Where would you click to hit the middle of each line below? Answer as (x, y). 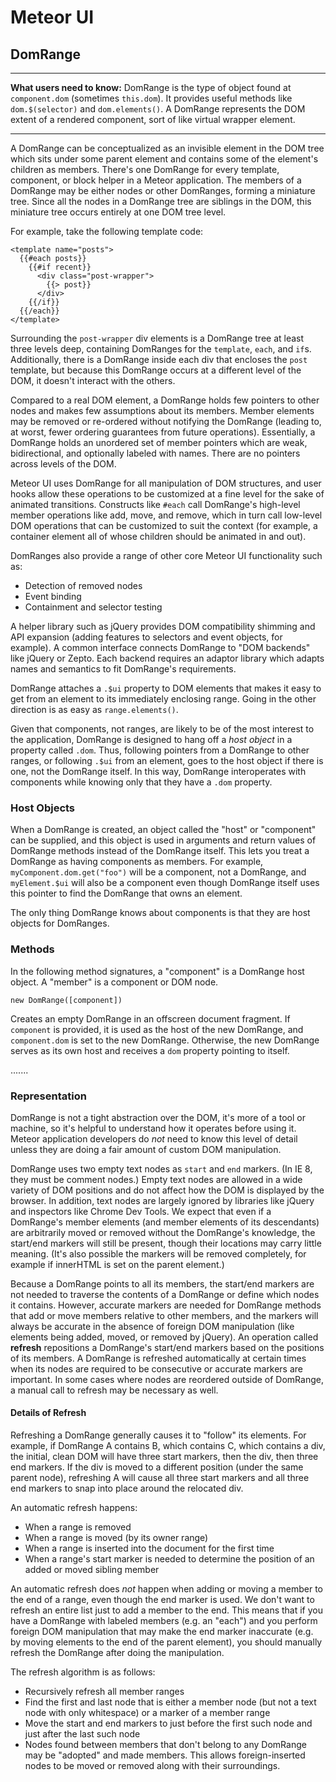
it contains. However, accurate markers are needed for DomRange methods (166, 1305)
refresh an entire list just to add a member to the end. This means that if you (166, 1610)
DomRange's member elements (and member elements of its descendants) (165, 1222)
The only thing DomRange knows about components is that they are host (160, 913)
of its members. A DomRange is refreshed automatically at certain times (158, 1358)
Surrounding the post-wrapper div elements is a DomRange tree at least (157, 338)
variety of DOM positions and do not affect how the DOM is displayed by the (167, 1190)
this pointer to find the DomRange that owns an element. (126, 893)
